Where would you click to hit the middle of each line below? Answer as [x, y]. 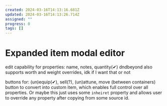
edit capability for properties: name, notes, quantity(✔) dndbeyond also [79, 67]
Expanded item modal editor [65, 53]
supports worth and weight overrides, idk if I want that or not [68, 72]
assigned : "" [19, 19]
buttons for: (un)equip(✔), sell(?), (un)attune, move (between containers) [80, 82]
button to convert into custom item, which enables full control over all [77, 87]
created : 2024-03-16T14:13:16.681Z [42, 10]
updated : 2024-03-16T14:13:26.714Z [42, 14]
